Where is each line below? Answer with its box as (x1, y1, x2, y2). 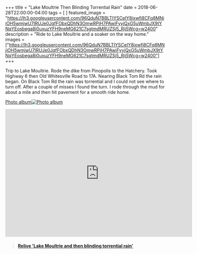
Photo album (5, 99, 32, 105)
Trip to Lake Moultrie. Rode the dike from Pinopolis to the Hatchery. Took (5, 68, 157, 74)
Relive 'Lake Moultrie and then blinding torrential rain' (17, 242, 133, 249)
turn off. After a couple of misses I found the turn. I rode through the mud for (5, 84, 165, 90)
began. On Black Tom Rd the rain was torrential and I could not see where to (5, 78, 165, 84)
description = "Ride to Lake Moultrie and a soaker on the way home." (5, 31, 149, 37)
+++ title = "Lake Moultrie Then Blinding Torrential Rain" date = (5, 5, 137, 10)
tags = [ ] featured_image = (48, 10, 106, 16)
